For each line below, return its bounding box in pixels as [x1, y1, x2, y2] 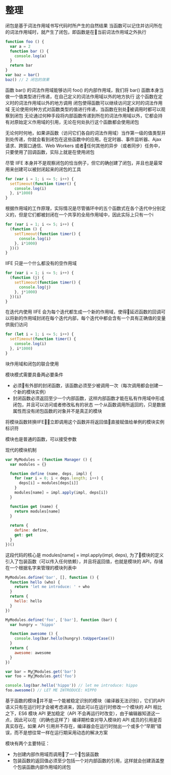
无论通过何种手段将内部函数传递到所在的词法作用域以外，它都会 [24, 112, 158, 119]
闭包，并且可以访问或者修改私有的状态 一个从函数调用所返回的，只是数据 [12, 402, 166, 408]
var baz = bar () [5, 73, 40, 78]
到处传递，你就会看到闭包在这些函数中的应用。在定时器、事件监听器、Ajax [5, 136, 162, 142]
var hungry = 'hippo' [10, 622, 56, 627]
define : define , [14, 528, 49, 533]
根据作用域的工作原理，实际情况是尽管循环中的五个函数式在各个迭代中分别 [5, 205, 161, 212]
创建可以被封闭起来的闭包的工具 [14, 166, 81, 172]
